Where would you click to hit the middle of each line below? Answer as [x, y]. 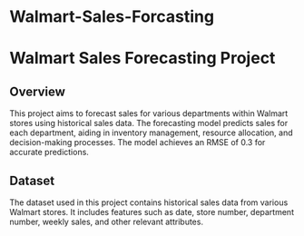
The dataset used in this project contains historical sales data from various [149, 202]
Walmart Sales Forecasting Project [142, 59]
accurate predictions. [49, 152]
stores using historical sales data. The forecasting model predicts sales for [149, 123]
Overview [38, 91]
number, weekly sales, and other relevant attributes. [107, 221]
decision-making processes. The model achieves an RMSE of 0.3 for [137, 143]
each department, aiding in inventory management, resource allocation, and [151, 133]
